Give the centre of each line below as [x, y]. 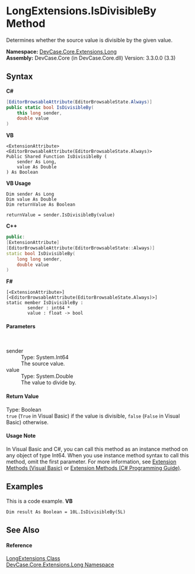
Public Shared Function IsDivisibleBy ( [57, 157]
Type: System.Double [47, 377]
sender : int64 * [49, 308]
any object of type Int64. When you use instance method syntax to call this [97, 455]
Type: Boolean [24, 409]
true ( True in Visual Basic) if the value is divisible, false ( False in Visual [93, 416]
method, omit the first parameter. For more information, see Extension [91, 462]
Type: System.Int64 [45, 357]
